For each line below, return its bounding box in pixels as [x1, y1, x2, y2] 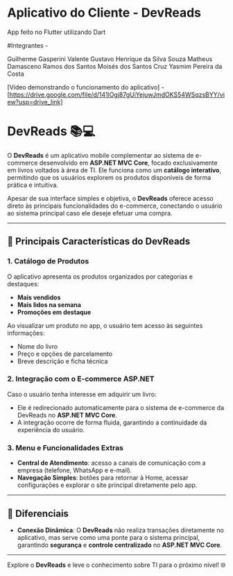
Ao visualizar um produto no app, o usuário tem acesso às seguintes [7, 321, 203, 329]
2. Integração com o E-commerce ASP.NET [7, 374, 155, 384]
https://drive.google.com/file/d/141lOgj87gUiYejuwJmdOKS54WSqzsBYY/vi [9, 90, 225, 99]
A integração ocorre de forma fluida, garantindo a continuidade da [17, 418, 207, 427]
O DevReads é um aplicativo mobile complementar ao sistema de [7, 151, 194, 159]
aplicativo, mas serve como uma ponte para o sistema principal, [17, 533, 200, 541]
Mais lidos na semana [17, 300, 82, 308]
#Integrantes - [7, 41, 49, 49]
